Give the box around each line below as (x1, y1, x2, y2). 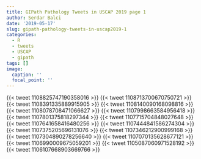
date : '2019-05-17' (6, 20, 56, 26)
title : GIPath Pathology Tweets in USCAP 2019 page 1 (6, 9, 147, 15)
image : (6, 65, 23, 72)
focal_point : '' (12, 77, 53, 83)
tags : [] (6, 60, 29, 66)
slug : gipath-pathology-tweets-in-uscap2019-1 (6, 26, 127, 32)
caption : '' (12, 72, 43, 78)
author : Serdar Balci (6, 15, 62, 21)
